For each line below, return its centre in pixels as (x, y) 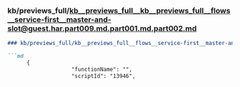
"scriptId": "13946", (103, 76)
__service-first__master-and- (60, 19)
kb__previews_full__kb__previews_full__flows (150, 11)
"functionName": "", (102, 69)
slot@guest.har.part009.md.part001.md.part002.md (102, 29)
